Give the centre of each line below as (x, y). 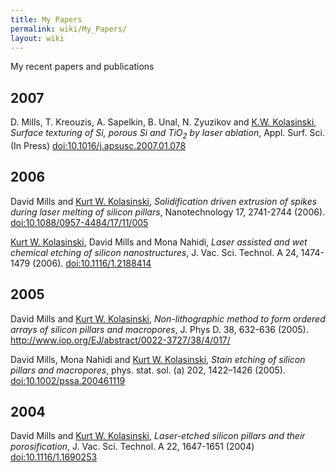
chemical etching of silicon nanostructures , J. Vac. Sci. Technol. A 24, (154, 252)
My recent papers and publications (82, 67)
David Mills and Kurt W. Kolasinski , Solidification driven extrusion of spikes (164, 201)
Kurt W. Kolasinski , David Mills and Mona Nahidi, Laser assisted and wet (159, 242)
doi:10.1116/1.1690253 (54, 457)
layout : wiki (37, 38)
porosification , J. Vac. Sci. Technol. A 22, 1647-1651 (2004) (132, 447)
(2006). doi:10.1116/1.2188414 (92, 263)
